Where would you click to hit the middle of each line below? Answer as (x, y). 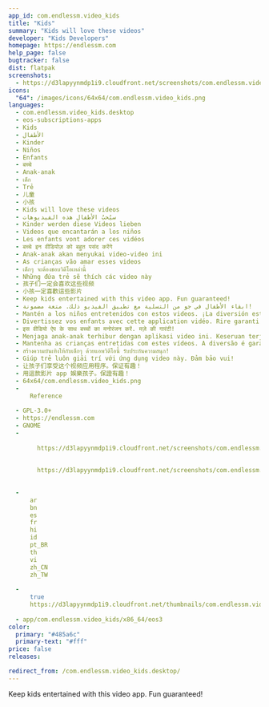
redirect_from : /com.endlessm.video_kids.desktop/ (94, 671)
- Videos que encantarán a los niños (78, 232)
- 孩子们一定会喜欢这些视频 (55, 284)
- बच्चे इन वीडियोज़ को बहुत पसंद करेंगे (64, 247)
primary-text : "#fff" (52, 642)
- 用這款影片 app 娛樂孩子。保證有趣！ (73, 374)
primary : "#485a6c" (48, 634)
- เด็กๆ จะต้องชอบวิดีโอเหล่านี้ (51, 269)
